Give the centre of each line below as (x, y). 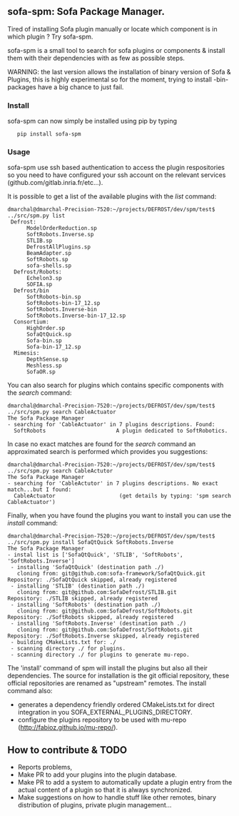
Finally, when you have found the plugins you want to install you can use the (119, 515)
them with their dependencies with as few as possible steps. (96, 58)
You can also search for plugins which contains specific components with (116, 386)
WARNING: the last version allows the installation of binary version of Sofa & (119, 71)
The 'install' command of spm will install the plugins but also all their (108, 668)
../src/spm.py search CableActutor (60, 471)
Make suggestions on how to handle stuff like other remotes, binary (117, 797)
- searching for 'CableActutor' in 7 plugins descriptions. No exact (113, 484)
